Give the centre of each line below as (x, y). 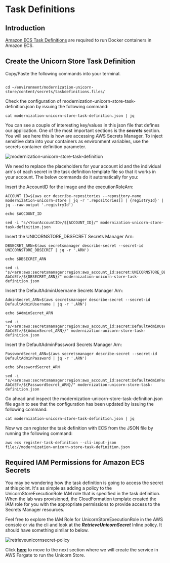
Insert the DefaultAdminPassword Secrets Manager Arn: (64, 344)
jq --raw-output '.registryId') (39, 205)
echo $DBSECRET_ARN (26, 259)
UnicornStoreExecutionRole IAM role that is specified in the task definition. (83, 493)
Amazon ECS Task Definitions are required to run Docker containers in (78, 40)
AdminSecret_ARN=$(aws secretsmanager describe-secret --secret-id (78, 299)
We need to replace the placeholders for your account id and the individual (83, 166)
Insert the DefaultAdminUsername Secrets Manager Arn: (64, 290)
